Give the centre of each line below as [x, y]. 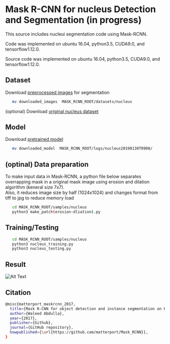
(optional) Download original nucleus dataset [52, 111]
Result [16, 264]
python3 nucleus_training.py [42, 244]
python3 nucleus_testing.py [41, 249]
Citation [18, 292]
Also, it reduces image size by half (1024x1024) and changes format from [82, 192]
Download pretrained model [34, 139]
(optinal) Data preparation [47, 164]
